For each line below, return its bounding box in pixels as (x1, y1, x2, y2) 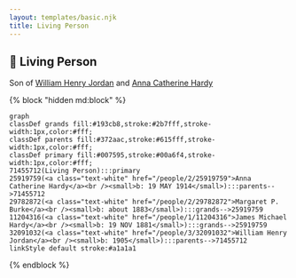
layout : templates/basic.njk (9, 12, 117, 22)
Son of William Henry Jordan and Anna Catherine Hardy (9, 77, 214, 89)
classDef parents (9, 135, 74, 145)
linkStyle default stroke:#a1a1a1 (9, 244, 137, 253)
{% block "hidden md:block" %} (9, 95, 127, 106)
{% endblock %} (9, 259, 70, 271)
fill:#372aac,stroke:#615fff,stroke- (76, 135, 216, 145)
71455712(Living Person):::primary (9, 166, 141, 176)
